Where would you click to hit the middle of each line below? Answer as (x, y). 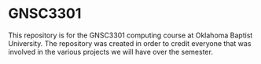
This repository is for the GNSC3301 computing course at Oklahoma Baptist (130, 35)
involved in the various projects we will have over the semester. (111, 52)
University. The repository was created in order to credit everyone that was (130, 43)
